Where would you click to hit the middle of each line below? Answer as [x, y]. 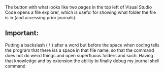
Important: [22, 33]
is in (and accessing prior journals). [41, 18]
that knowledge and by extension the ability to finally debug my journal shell [82, 61]
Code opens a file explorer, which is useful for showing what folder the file [81, 12]
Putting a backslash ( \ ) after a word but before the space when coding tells [82, 45]
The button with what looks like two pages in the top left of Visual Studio [79, 7]
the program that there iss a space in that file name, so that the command [80, 50]
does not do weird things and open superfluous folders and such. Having [79, 55]
